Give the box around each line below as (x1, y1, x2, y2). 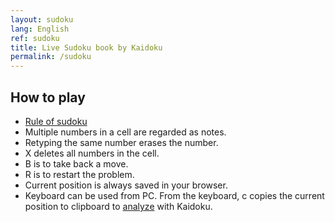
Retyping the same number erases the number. (24, 136, 219, 148)
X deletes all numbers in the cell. (24, 147, 160, 159)
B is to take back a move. (24, 157, 129, 170)
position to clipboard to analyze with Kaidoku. (24, 200, 213, 212)
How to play (10, 89, 86, 106)
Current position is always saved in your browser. (24, 179, 228, 191)
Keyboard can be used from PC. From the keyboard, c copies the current (24, 189, 325, 201)
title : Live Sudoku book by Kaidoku (10, 42, 163, 53)
